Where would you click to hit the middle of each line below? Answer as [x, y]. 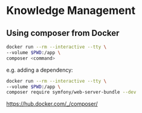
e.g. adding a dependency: [40, 70]
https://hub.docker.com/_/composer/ [52, 104]
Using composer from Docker [63, 33]
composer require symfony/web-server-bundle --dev [71, 92]
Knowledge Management [71, 11]
